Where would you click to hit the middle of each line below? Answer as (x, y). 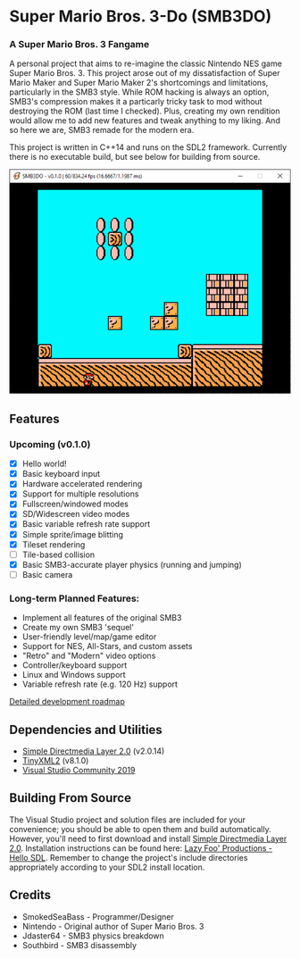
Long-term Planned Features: (75, 598)
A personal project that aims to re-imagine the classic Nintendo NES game (146, 63)
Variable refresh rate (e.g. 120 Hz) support (100, 684)
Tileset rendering (54, 544)
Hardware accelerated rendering (82, 484)
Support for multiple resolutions (80, 494)
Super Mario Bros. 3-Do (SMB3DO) (141, 17)
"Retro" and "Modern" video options (89, 656)
